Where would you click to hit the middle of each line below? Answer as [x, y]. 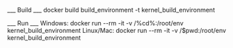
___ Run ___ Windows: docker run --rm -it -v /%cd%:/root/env [96, 23]
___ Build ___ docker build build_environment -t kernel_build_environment [111, 10]
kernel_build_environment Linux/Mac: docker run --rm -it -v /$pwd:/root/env [117, 31]
